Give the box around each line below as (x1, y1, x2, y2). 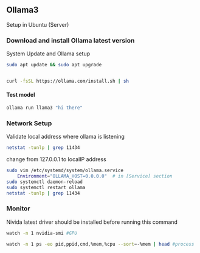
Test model (6, 91, 35, 99)
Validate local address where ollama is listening (6, 133, 125, 140)
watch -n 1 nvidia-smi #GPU (6, 230, 78, 236)
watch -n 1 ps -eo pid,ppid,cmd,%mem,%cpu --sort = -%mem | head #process (6, 241, 195, 247)
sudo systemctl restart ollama (6, 184, 86, 190)
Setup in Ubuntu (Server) (6, 21, 69, 28)
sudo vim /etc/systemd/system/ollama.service (6, 167, 123, 174)
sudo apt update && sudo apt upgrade (6, 62, 102, 68)
